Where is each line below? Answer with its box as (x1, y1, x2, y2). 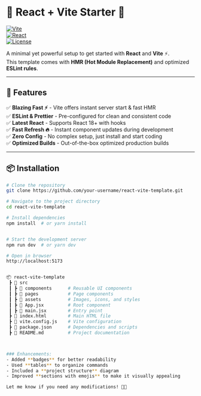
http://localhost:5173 (6, 258, 63, 265)
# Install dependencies (6, 215, 66, 221)
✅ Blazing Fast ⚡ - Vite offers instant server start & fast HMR (6, 104, 156, 111)
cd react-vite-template (6, 204, 66, 210)
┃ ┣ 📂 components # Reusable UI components (8, 286, 133, 291)
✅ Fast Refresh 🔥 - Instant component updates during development (6, 125, 173, 133)
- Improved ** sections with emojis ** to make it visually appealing (6, 373, 181, 379)
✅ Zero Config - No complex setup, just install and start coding (6, 133, 163, 140)
